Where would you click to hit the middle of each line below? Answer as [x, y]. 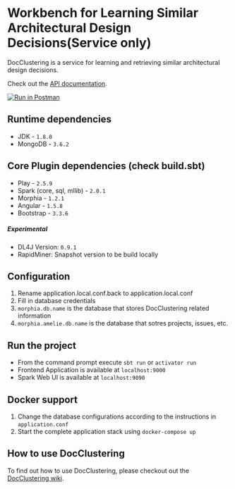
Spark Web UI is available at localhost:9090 [81, 378]
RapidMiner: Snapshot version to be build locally [88, 254]
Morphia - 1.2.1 [41, 198]
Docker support [42, 400]
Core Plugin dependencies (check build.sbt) [106, 166]
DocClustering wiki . [36, 478]
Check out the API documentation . [57, 83]
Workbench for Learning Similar [103, 13]
